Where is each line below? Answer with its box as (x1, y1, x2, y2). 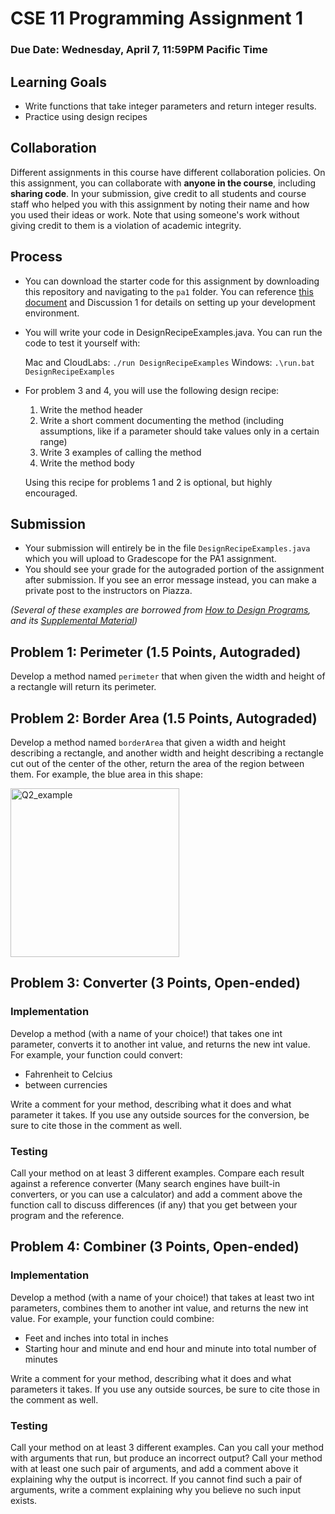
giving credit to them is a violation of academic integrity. (10, 219, 242, 231)
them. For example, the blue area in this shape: (10, 768, 204, 780)
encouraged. (24, 487, 78, 499)
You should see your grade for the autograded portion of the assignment (24, 563, 325, 576)
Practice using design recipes (24, 110, 148, 122)
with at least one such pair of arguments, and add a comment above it (10, 1462, 299, 1474)
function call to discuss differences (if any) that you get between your (10, 1198, 298, 1211)
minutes (24, 1353, 58, 1365)
